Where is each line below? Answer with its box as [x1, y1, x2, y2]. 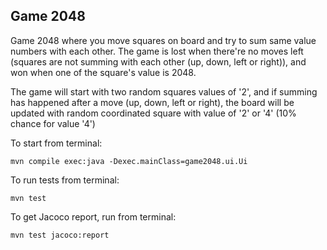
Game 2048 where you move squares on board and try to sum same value [10, 34, 317, 46]
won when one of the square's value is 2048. [10, 66, 197, 78]
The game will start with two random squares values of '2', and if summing [10, 85, 318, 98]
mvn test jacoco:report [10, 230, 110, 240]
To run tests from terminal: [10, 174, 120, 186]
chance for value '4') [10, 117, 96, 129]
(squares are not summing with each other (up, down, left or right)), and [10, 55, 307, 68]
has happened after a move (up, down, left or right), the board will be [10, 96, 295, 108]
